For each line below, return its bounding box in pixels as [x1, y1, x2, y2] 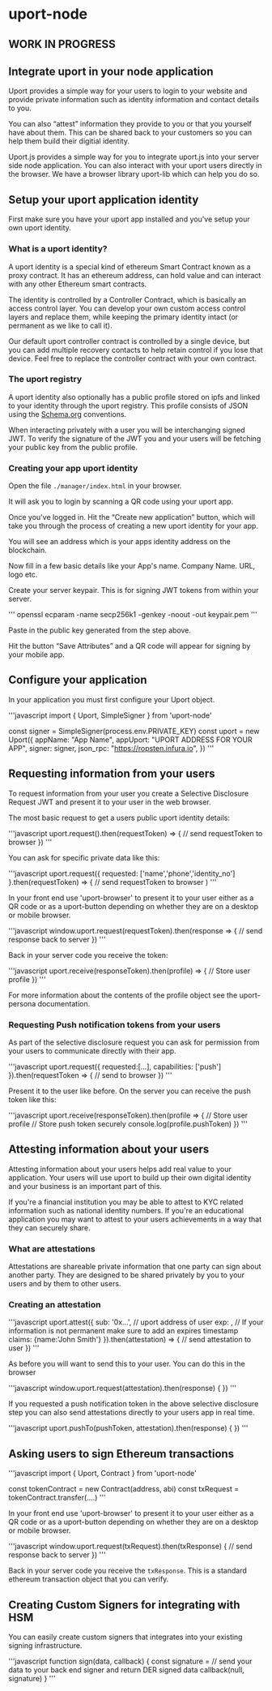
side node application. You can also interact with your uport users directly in [8, 161, 262, 170]
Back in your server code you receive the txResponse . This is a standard [8, 1566, 247, 1576]
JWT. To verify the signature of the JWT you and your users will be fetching [8, 433, 261, 443]
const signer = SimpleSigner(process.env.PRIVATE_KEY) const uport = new [8, 726, 261, 736]
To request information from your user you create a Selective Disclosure [8, 788, 249, 798]
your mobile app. [8, 650, 65, 659]
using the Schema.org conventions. [8, 409, 127, 418]
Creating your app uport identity [8, 462, 138, 474]
